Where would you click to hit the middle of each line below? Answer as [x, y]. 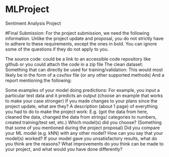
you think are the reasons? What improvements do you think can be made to [84, 144]
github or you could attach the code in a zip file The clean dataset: [74, 64]
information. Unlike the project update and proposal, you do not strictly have [84, 38]
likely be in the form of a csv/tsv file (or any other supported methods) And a [85, 75]
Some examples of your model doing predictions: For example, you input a [82, 90]
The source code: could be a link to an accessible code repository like [78, 59]
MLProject [27, 9]
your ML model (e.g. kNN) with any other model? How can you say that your [84, 133]
